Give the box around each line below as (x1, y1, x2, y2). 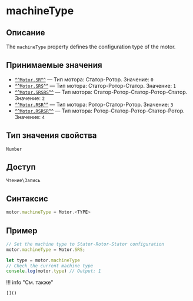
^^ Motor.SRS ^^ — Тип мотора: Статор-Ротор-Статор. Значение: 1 (14, 82, 177, 89)
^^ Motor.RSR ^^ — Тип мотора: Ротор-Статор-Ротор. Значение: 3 (14, 101, 174, 108)
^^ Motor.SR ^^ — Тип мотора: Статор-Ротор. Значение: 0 (14, 75, 154, 83)
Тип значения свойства (6, 131, 97, 141)
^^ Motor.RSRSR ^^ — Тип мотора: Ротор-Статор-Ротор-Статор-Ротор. (14, 107, 185, 114)
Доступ (6, 162, 36, 172)
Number (6, 146, 22, 152)
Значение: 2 (14, 94, 45, 101)
